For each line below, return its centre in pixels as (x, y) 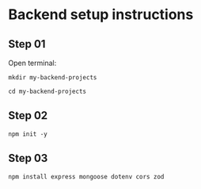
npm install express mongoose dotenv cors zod (86, 176)
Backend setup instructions (101, 15)
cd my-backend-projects (47, 91)
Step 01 (27, 44)
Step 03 (28, 158)
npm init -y (28, 134)
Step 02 (28, 116)
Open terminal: (32, 63)
